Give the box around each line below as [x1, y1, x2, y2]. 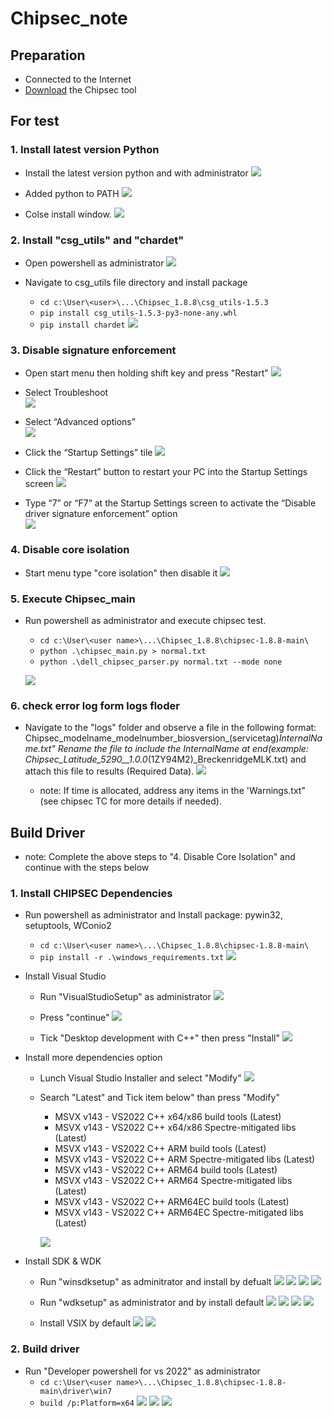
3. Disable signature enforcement [10, 343, 177, 357]
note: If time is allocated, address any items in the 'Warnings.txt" [39, 785, 306, 797]
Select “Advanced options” [24, 416, 136, 428]
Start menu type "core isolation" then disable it [24, 567, 218, 579]
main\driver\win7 [39, 1386, 113, 1396]
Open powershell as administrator [24, 257, 165, 269]
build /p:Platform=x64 [39, 1398, 135, 1408]
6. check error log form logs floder [10, 698, 180, 712]
